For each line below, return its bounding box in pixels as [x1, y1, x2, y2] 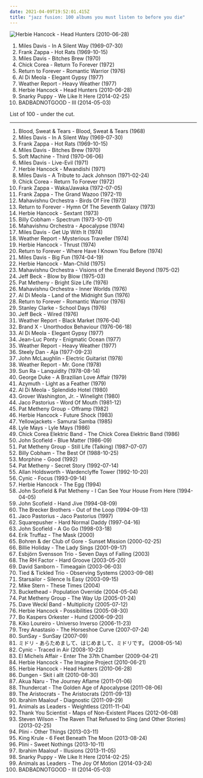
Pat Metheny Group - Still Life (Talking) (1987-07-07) [18, 443, 148, 450]
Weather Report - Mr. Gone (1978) [18, 360, 101, 368]
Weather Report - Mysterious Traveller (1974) [18, 235, 129, 242]
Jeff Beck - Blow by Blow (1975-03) [18, 273, 106, 280]
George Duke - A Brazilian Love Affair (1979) [18, 374, 127, 381]
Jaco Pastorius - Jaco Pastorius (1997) [18, 512, 113, 520]
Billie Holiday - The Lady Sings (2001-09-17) [18, 544, 127, 551]
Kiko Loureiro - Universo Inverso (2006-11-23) [18, 619, 131, 627]
